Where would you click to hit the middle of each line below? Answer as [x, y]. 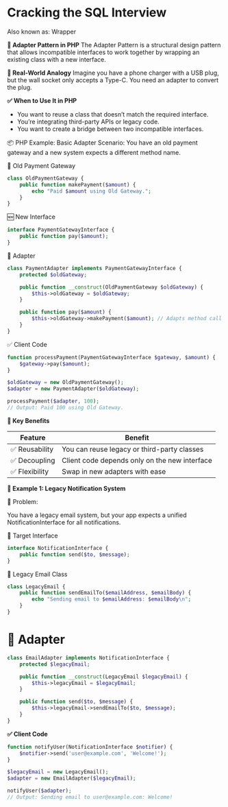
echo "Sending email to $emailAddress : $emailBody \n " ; [112, 599]
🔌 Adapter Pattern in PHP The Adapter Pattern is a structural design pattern [114, 45]
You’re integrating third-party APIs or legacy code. [88, 121]
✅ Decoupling [33, 460]
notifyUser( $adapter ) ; [39, 791]
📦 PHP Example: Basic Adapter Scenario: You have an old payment [103, 143]
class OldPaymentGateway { [46, 178]
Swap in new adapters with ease [114, 471]
